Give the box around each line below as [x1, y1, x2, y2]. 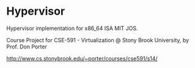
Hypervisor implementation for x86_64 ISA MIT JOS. [6, 25, 138, 32]
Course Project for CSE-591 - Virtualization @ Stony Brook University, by [6, 36, 189, 43]
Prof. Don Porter [6, 43, 48, 50]
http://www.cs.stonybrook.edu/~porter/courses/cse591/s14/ [6, 55, 158, 62]
